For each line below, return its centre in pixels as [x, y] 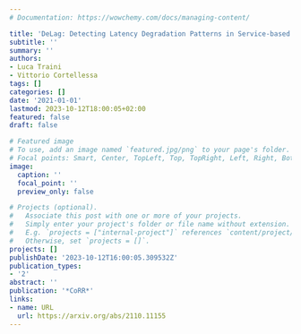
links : [21, 299]
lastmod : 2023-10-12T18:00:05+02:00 [77, 108]
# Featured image [42, 141]
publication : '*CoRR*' [52, 291]
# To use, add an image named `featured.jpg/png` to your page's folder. [150, 150]
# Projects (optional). [54, 208]
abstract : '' [34, 283]
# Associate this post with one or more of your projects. [126, 216]
